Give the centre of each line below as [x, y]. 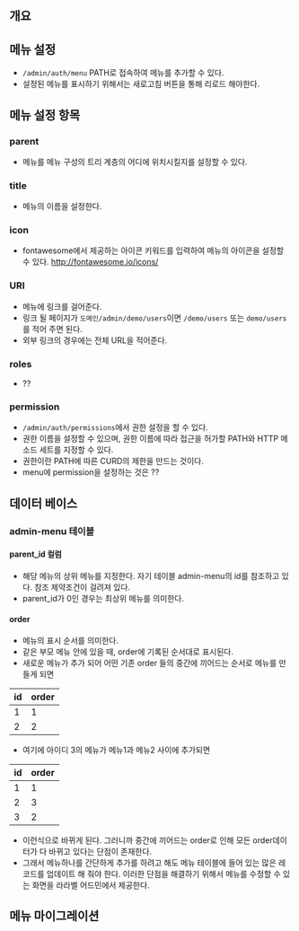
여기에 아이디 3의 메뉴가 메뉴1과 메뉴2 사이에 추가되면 [116, 750]
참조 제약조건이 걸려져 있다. [83, 587]
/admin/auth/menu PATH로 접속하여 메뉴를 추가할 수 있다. [123, 73]
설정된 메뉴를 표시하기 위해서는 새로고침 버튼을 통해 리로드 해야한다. [141, 84]
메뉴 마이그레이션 [54, 916]
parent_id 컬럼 [36, 554]
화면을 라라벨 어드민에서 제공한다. [91, 885]
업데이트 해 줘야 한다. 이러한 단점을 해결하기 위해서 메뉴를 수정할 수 [163, 874]
